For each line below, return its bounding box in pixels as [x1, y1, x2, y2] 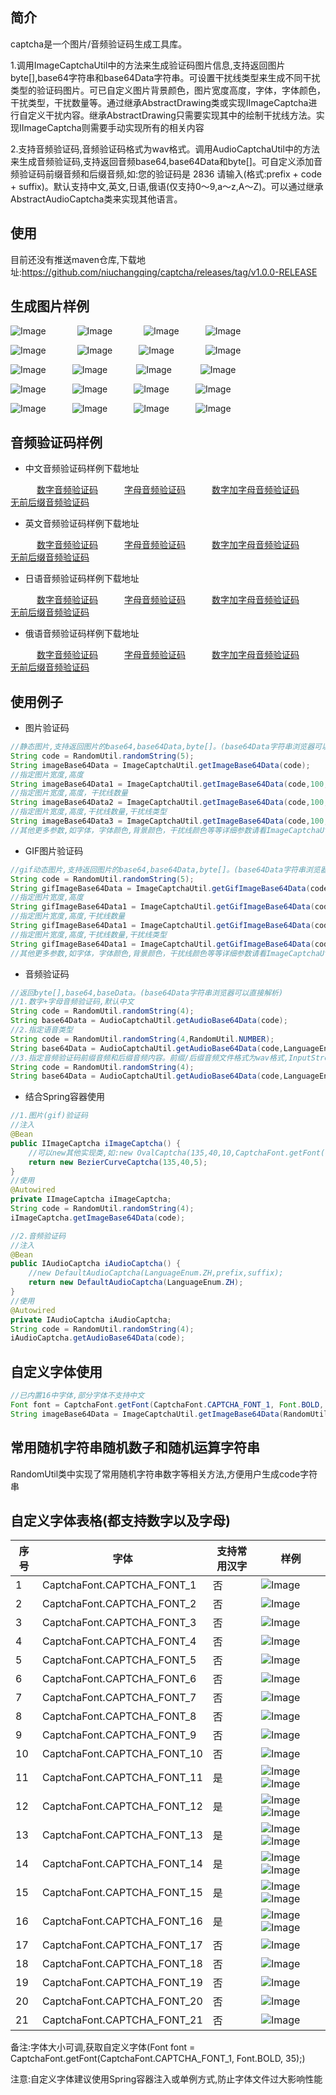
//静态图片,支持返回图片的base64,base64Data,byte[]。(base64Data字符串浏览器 [10, 742, 315, 752]
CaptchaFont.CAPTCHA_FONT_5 [42, 1653, 197, 1667]
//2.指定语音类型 [10, 1025, 73, 1035]
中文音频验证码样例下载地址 [24, 463, 140, 475]
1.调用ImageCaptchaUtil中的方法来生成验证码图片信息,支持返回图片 [10, 59, 286, 71]
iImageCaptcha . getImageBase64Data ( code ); [10, 1213, 186, 1223]
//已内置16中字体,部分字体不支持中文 [10, 1391, 145, 1401]
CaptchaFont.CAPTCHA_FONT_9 [42, 1728, 197, 1742]
